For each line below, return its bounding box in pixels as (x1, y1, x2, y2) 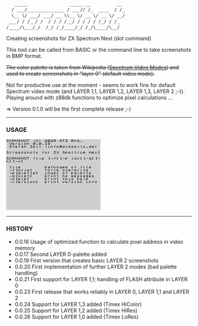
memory (14, 244, 35, 251)
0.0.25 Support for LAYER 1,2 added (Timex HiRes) (14, 307, 138, 314)
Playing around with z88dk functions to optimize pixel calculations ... (6, 94, 173, 101)
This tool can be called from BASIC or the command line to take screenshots (6, 46, 192, 53)
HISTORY (6, 225, 34, 233)
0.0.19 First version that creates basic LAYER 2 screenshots (14, 257, 159, 264)
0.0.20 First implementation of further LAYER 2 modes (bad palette (14, 263, 177, 270)
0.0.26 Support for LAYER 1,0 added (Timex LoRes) (14, 313, 139, 320)
